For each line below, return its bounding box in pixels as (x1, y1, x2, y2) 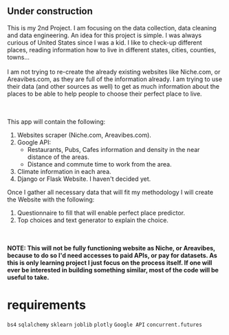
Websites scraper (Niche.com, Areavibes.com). (17, 131, 151, 139)
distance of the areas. (27, 153, 89, 161)
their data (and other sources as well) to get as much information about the (7, 82, 220, 90)
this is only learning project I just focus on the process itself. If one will (7, 258, 212, 267)
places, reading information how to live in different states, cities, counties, (7, 45, 217, 54)
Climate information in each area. (17, 167, 111, 175)
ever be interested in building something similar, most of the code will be (7, 266, 219, 274)
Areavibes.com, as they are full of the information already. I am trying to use (7, 75, 222, 83)
